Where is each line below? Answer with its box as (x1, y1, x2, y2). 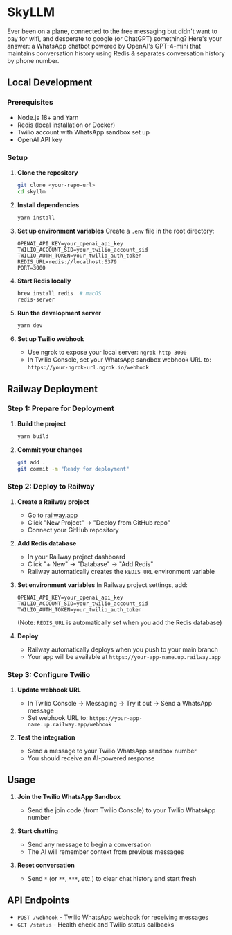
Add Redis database (17, 539, 77, 548)
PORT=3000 (17, 264, 46, 271)
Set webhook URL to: (27, 714, 89, 722)
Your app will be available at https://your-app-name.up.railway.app (27, 652, 222, 661)
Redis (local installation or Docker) (17, 121, 116, 129)
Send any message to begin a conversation (27, 840, 151, 848)
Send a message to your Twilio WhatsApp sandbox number (27, 746, 197, 755)
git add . (17, 459, 46, 466)
